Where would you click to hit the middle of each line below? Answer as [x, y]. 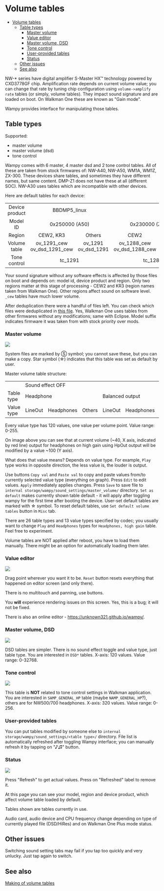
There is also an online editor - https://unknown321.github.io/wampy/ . [75, 617]
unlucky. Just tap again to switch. [39, 856]
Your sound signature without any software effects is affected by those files [81, 275]
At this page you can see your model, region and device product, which [77, 794]
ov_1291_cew [52, 243]
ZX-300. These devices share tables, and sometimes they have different [78, 176]
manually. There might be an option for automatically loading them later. [77, 546]
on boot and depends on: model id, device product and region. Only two [78, 281]
